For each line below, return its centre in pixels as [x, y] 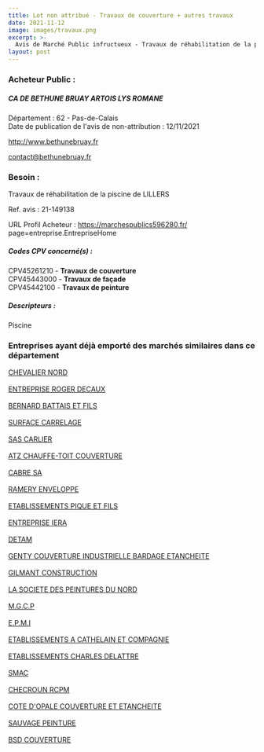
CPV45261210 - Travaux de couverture [72, 271]
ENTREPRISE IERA [38, 523]
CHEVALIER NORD [38, 372]
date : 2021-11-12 [37, 23]
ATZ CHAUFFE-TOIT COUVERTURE [66, 456]
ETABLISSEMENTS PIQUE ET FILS [63, 506]
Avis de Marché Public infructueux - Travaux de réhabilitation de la [133, 45]
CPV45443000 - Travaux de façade [67, 279]
